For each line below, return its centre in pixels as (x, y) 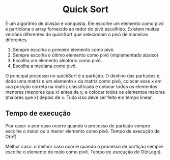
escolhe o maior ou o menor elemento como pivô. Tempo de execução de (83, 131)
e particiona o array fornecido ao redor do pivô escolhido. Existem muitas (82, 29)
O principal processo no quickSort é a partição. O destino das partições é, (83, 75)
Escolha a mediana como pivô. (45, 66)
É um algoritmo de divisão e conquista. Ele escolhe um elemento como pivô (84, 23)
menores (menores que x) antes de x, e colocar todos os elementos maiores (85, 92)
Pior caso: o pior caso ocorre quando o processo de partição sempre (78, 125)
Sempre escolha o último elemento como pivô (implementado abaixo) (86, 55)
